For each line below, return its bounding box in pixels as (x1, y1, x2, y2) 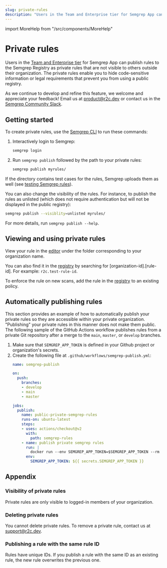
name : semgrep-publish (12, 362, 60, 367)
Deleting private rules (5, 511, 59, 518)
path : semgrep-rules (30, 435, 73, 441)
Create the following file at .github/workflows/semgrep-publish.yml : (12, 352, 152, 358)
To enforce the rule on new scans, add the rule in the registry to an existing (5, 278, 159, 284)
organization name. (5, 253, 45, 259)
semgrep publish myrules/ (12, 167, 66, 172)
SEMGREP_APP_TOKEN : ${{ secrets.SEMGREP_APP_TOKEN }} (30, 459, 144, 464)
